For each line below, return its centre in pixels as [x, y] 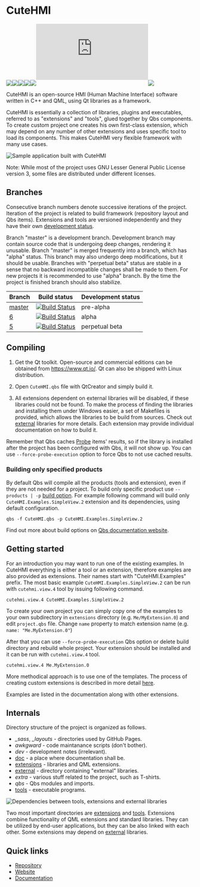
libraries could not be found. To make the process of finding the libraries [104, 404]
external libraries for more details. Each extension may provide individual [104, 423]
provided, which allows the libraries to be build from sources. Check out [103, 417]
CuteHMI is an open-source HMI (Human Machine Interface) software [92, 94]
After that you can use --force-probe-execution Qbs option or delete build [98, 642]
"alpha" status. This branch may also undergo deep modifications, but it [95, 256]
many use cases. [27, 144]
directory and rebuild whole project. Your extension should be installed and [99, 648]
